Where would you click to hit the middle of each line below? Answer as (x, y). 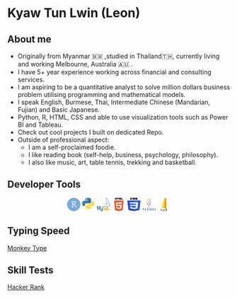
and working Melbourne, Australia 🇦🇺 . (75, 64)
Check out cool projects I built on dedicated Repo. (91, 132)
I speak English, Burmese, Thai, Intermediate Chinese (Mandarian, (114, 102)
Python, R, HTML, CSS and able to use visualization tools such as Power (123, 117)
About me (29, 39)
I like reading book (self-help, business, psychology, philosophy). (123, 155)
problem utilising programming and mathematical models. (102, 94)
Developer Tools (44, 184)
